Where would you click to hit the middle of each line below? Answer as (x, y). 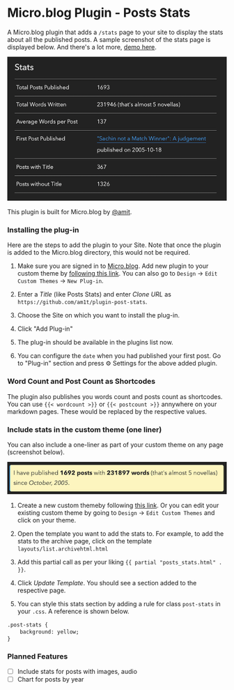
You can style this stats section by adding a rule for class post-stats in (119, 603)
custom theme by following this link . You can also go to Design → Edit (117, 273)
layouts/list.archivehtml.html (63, 549)
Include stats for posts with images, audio (77, 672)
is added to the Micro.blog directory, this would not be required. (99, 253)
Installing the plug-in (43, 230)
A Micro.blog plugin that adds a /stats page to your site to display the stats (115, 32)
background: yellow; (49, 632)
